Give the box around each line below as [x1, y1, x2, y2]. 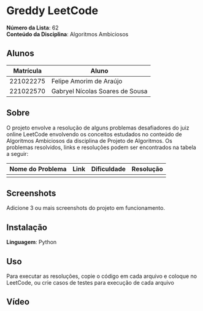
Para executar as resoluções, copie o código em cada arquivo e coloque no [6, 272, 197, 280]
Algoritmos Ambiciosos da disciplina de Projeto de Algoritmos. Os [6, 137, 173, 144]
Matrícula [13, 66, 42, 75]
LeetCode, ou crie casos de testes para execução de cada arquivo [6, 279, 175, 286]
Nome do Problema [9, 164, 67, 173]
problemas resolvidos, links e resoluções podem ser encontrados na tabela [6, 144, 196, 151]
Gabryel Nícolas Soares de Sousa [51, 86, 148, 95]
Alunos [6, 48, 35, 59]
